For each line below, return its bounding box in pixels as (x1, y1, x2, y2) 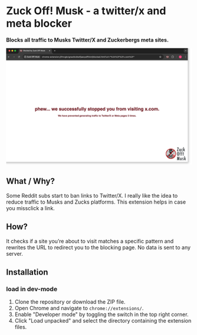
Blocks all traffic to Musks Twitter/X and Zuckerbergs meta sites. (6, 36, 169, 43)
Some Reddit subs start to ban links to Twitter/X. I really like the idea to (6, 192, 178, 199)
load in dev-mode (6, 285, 58, 293)
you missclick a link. (6, 204, 55, 211)
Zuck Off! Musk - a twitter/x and (6, 4, 166, 18)
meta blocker (6, 17, 73, 30)
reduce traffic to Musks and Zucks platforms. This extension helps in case (6, 198, 186, 205)
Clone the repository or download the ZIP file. (14, 298, 126, 305)
